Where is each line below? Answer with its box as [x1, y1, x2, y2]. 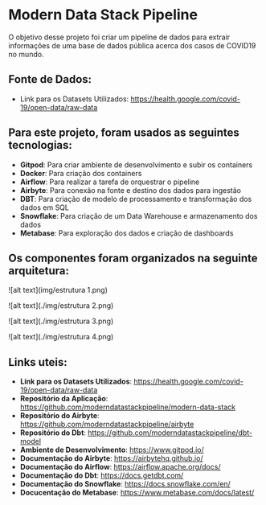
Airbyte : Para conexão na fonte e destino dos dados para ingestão [19, 185, 241, 195]
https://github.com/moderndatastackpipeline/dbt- [88, 428, 253, 437]
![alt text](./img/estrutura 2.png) [8, 301, 114, 310]
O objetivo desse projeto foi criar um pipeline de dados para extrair [8, 32, 231, 42]
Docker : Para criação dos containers [19, 168, 142, 178]
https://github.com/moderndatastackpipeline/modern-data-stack [19, 402, 235, 412]
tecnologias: [8, 138, 72, 152]
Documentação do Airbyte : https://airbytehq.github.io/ [19, 454, 203, 463]
